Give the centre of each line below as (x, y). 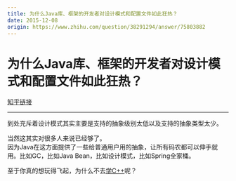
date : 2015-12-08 (33, 20)
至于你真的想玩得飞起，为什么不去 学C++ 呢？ (72, 171)
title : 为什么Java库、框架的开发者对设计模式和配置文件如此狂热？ (92, 14)
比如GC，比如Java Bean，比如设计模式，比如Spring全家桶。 (107, 156)
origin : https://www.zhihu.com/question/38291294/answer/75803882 (106, 27)
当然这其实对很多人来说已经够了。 (57, 138)
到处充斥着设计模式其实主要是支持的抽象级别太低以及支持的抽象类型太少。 (115, 123)
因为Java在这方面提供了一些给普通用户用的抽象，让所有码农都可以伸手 (110, 147)
